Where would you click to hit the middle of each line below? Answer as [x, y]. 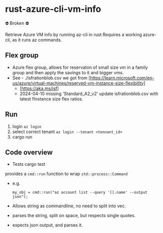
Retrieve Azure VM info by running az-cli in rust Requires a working [74, 34]
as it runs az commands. [37, 40]
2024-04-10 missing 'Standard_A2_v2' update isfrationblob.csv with [89, 93]
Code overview [29, 152]
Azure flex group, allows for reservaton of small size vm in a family [80, 67]
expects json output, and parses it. [47, 225]
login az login [27, 126]
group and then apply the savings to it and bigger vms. [68, 72]
